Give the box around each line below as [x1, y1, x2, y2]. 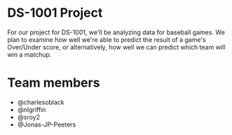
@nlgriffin [17, 105, 46, 113]
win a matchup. [7, 50, 52, 59]
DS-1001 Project [7, 5, 103, 21]
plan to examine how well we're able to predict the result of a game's [7, 35, 207, 43]
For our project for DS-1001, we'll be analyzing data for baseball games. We [7, 28, 226, 36]
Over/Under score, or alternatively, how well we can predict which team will [7, 43, 226, 51]
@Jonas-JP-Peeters [17, 120, 76, 129]
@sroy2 [17, 113, 41, 121]
